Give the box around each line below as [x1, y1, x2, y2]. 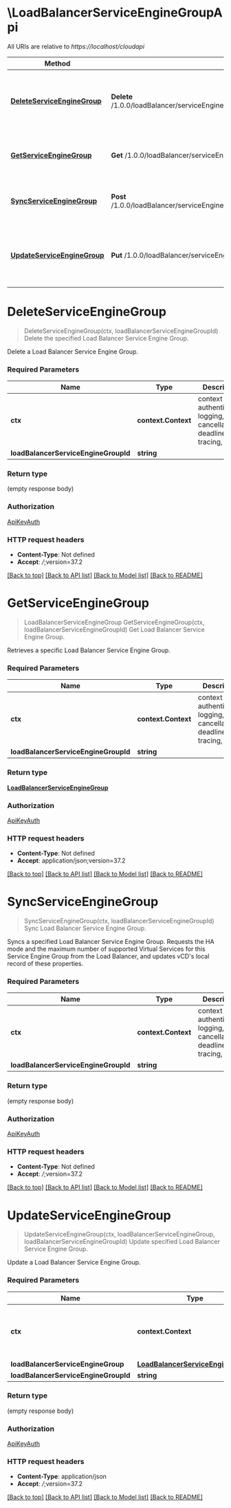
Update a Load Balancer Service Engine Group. [7, 1258, 141, 1267]
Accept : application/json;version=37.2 [16, 856, 126, 865]
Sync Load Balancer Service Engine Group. [23, 924, 146, 932]
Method [44, 59, 71, 68]
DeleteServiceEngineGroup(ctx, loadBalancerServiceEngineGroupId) [23, 326, 219, 335]
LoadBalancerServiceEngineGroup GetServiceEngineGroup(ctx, [23, 619, 205, 626]
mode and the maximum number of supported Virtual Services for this [7, 945, 206, 953]
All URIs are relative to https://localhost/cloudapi [7, 42, 145, 50]
